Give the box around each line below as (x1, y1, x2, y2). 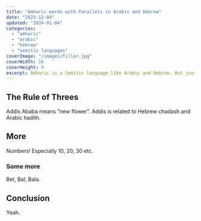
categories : (6, 25, 36, 32)
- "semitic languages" (11, 48, 68, 54)
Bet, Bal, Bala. (6, 176, 41, 183)
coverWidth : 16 (6, 59, 44, 65)
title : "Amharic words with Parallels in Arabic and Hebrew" (6, 8, 162, 15)
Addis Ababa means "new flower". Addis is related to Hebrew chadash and (6, 108, 191, 115)
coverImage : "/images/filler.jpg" (6, 53, 93, 59)
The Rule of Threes (6, 92, 79, 102)
